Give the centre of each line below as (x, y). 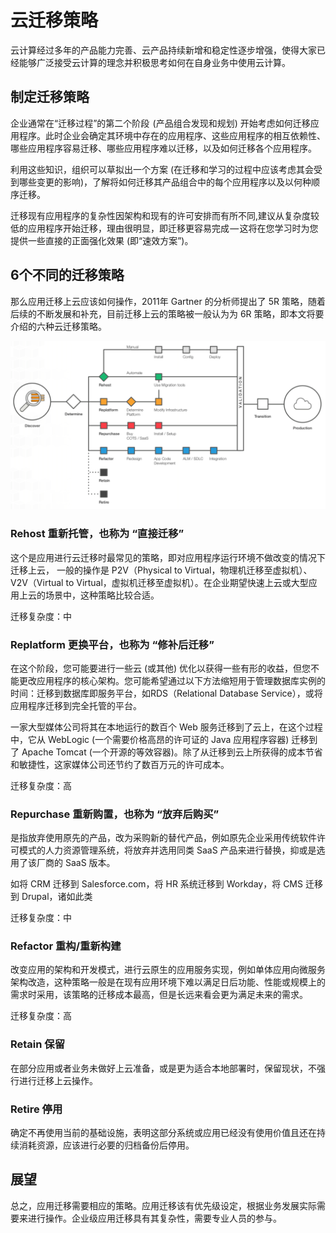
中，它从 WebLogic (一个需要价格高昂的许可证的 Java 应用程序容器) (150, 739)
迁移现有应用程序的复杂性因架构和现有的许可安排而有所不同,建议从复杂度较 (165, 215)
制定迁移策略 (50, 97)
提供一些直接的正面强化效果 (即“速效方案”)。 (102, 240)
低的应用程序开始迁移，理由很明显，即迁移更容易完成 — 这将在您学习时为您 (164, 228)
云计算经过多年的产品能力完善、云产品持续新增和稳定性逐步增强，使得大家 (163, 50)
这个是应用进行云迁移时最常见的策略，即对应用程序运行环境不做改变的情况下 (168, 557)
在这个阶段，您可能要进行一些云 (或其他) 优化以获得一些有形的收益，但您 (161, 668)
